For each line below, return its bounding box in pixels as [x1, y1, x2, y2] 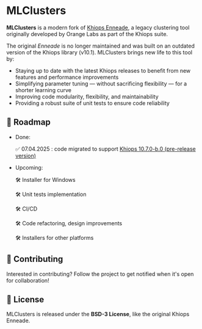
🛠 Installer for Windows [15, 176, 76, 183]
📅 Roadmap [6, 117, 51, 128]
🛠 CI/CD [15, 205, 38, 212]
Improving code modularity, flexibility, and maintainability [15, 93, 159, 100]
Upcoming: [15, 164, 43, 171]
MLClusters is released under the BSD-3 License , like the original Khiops [6, 311, 190, 318]
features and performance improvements [15, 73, 119, 81]
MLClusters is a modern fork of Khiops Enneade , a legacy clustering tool [6, 24, 190, 31]
